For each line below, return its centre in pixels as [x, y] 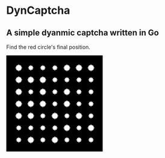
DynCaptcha [38, 11]
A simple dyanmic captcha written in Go [83, 33]
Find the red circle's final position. [48, 47]
